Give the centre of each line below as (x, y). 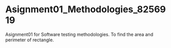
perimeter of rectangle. (30, 40)
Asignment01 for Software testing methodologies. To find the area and (79, 34)
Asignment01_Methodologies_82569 (86, 9)
